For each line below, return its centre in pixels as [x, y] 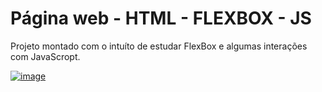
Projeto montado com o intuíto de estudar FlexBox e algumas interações [159, 46]
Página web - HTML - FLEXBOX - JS [161, 18]
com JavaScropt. [45, 56]
